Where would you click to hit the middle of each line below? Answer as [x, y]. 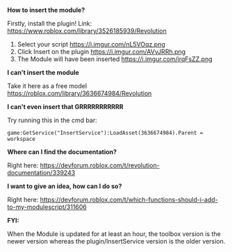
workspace [22, 139]
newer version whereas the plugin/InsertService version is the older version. [116, 241]
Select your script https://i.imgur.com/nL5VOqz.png [91, 44]
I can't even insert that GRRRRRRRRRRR [65, 107]
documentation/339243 [41, 173]
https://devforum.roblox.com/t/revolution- [100, 165]
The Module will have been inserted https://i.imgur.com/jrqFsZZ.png [115, 59]
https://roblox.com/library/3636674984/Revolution [80, 93]
